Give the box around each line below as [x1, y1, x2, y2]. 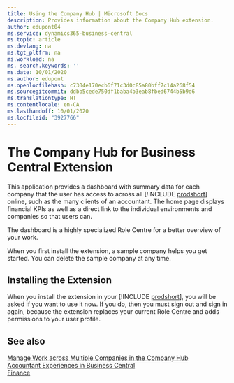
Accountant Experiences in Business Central [7, 361, 136, 370]
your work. [7, 233, 38, 241]
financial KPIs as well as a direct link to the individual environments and [7, 204, 212, 213]
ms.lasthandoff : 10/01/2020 [7, 108, 89, 115]
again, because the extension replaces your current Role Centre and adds [7, 308, 220, 316]
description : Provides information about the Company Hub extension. [7, 17, 214, 24]
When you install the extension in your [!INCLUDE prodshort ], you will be [7, 293, 217, 301]
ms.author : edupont [7, 75, 64, 82]
